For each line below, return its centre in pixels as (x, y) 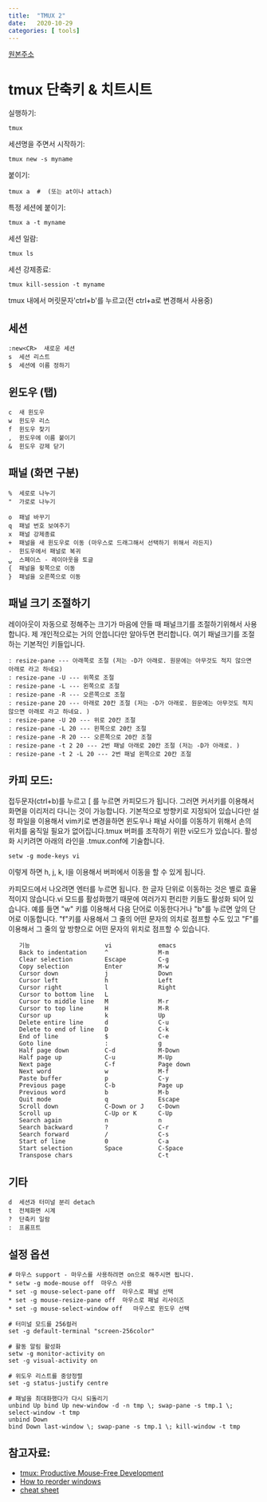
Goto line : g (90, 1044)
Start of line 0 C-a (94, 1141)
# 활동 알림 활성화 (35, 1347)
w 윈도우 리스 (29, 420)
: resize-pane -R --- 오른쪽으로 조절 (67, 695)
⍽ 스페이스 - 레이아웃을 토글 (51, 560)
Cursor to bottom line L (64, 995)
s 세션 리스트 (29, 357)
